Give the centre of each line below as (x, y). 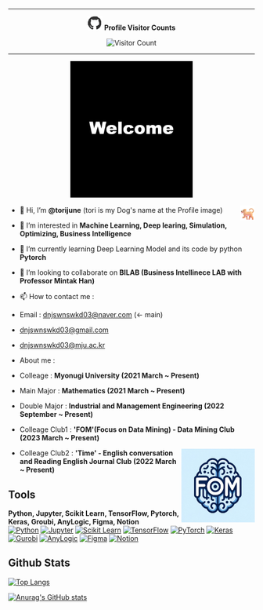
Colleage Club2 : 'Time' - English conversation (96, 453)
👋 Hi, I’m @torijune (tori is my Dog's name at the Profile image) (121, 210)
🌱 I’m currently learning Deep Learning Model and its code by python (131, 249)
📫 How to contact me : (57, 297)
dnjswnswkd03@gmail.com (64, 330)
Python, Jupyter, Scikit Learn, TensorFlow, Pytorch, (94, 513)
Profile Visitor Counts (140, 27)
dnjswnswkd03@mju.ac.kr (62, 345)
